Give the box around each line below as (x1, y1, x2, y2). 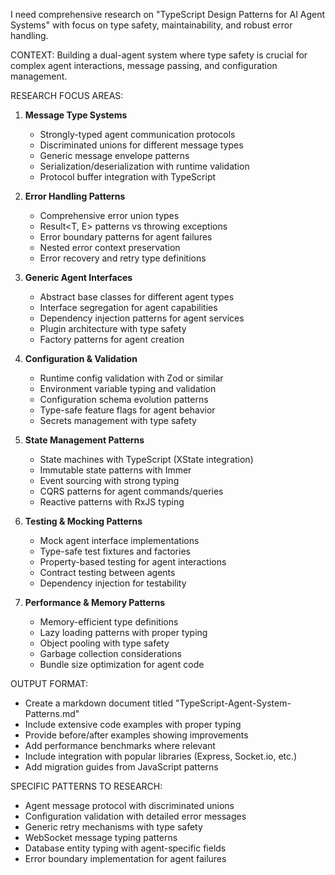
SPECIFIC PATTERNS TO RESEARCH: (10, 780, 163, 792)
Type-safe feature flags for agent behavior (39, 404, 216, 416)
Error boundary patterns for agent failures (39, 231, 213, 243)
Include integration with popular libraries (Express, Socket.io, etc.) (24, 750, 298, 762)
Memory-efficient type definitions (39, 616, 179, 628)
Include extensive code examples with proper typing (24, 719, 242, 730)
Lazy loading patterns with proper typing (39, 627, 208, 638)
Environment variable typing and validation (39, 383, 217, 394)
